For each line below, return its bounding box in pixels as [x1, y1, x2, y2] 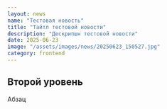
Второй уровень [7, 76, 83, 88]
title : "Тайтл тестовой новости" [7, 23, 107, 30]
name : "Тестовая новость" [7, 17, 84, 24]
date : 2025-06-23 [7, 37, 59, 44]
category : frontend [7, 50, 65, 57]
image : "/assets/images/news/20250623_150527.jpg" [7, 43, 161, 50]
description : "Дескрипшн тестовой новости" [7, 30, 139, 38]
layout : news [7, 10, 46, 18]
